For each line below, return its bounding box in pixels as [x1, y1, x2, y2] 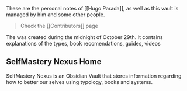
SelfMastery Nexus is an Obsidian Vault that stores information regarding [6, 72, 182, 79]
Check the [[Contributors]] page [20, 23, 98, 29]
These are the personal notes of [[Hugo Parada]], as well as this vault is [6, 5, 179, 12]
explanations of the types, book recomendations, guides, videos [6, 40, 161, 47]
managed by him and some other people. [6, 11, 105, 18]
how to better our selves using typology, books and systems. [6, 78, 153, 85]
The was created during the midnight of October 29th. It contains [6, 34, 164, 40]
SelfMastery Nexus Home [6, 57, 102, 66]
